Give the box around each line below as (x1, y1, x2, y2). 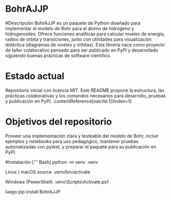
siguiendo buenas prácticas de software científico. (5, 52, 112, 59)
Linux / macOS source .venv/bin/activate (5, 169, 91, 175)
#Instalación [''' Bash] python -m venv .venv (5, 159, 98, 165)
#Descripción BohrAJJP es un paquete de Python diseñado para (5, 20, 141, 26)
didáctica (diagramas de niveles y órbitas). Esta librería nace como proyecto (5, 41, 165, 47)
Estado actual (5, 70, 65, 82)
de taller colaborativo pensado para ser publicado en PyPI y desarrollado (5, 47, 158, 53)
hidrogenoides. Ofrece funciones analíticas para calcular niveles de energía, (5, 31, 165, 37)
